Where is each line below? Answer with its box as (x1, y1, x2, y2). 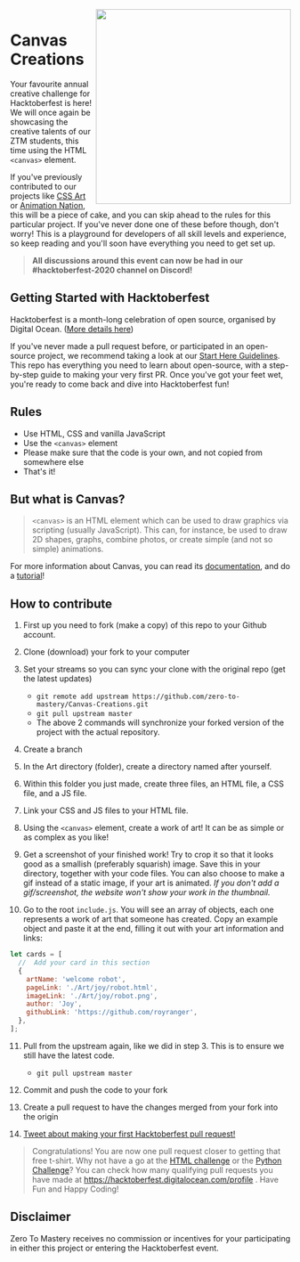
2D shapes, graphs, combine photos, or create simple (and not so (31, 534, 273, 545)
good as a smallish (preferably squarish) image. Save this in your (22, 859, 261, 869)
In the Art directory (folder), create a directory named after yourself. (22, 761, 272, 772)
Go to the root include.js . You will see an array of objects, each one (22, 904, 274, 916)
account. (22, 630, 56, 640)
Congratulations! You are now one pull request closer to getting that (31, 1145, 281, 1156)
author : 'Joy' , (26, 999, 83, 1009)
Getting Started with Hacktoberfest (10, 290, 210, 305)
